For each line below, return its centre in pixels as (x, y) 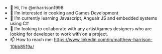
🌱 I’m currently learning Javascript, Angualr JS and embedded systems (84, 18)
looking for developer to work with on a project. (59, 34)
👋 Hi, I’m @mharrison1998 (37, 8)
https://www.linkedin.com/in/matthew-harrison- (103, 39)
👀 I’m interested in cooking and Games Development (64, 13)
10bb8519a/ (22, 47)
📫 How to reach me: (31, 39)
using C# (19, 23)
